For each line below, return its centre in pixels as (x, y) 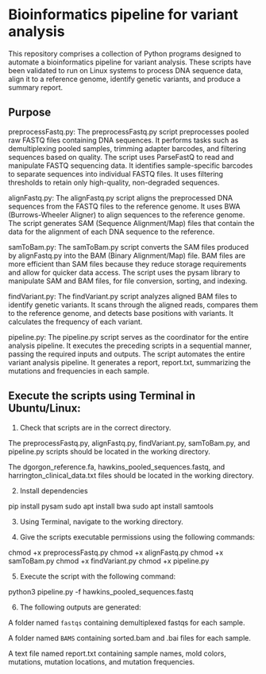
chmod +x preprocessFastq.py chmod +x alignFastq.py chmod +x (116, 552)
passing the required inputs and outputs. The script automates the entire (127, 354)
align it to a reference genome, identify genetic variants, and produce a (124, 79)
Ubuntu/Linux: (44, 409)
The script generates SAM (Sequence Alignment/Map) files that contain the (131, 223)
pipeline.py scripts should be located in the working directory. (109, 451)
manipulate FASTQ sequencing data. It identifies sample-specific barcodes (131, 166)
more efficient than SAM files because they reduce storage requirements (127, 263)
